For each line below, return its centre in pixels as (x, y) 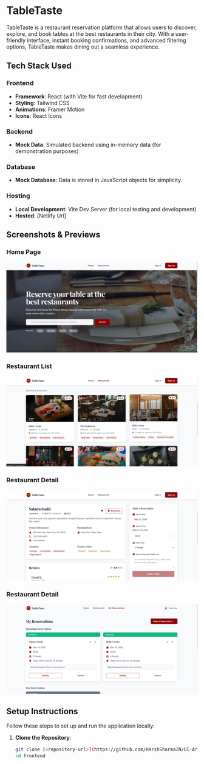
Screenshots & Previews (53, 234)
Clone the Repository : (43, 738)
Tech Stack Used (39, 66)
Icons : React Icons (39, 115)
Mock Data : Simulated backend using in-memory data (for (88, 145)
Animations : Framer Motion (50, 109)
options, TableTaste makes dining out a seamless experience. (83, 47)
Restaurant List (29, 366)
